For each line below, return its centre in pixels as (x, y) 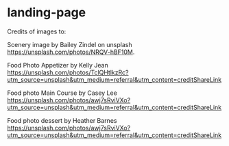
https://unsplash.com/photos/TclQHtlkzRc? (68, 72)
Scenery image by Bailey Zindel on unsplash (70, 44)
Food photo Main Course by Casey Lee (62, 93)
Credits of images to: (37, 31)
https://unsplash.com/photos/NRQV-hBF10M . (71, 52)
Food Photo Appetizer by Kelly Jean (58, 65)
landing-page (47, 13)
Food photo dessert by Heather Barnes (62, 120)
